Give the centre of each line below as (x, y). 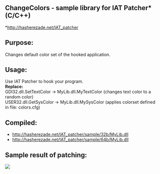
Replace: (14, 87)
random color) (19, 97)
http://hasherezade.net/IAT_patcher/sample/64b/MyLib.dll (70, 140)
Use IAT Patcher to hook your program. (44, 81)
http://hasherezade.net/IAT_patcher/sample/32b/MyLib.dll (70, 135)
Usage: (16, 70)
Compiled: (21, 123)
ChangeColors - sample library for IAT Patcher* (79, 8)
